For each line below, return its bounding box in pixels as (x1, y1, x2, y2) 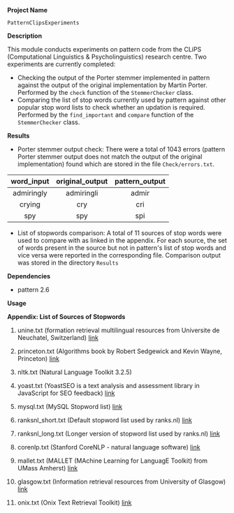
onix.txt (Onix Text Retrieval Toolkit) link (17, 498, 132, 507)
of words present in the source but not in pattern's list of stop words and (17, 244, 227, 252)
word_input (10, 177, 50, 186)
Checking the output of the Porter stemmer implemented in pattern (17, 73, 210, 82)
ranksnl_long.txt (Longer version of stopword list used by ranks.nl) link (17, 429, 220, 438)
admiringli (66, 188, 98, 198)
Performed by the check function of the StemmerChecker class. (17, 89, 193, 96)
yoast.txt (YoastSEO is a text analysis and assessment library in (17, 382, 200, 389)
